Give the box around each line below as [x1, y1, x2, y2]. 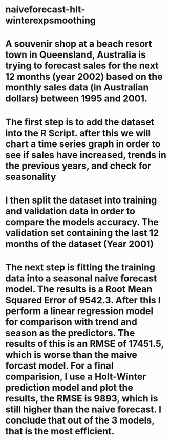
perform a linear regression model [5, 305, 154, 317]
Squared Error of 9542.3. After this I [5, 294, 161, 306]
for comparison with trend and [5, 316, 137, 327]
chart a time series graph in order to [5, 138, 161, 150]
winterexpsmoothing [5, 14, 96, 26]
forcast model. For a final [5, 360, 114, 371]
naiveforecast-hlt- [5, 4, 85, 15]
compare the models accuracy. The [5, 216, 159, 228]
